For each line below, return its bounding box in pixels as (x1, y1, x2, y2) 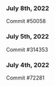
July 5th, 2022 (6, 33, 49, 41)
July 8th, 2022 (6, 4, 49, 12)
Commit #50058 (6, 18, 46, 25)
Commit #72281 (6, 74, 45, 81)
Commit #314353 (6, 46, 48, 53)
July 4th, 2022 (6, 60, 50, 69)
